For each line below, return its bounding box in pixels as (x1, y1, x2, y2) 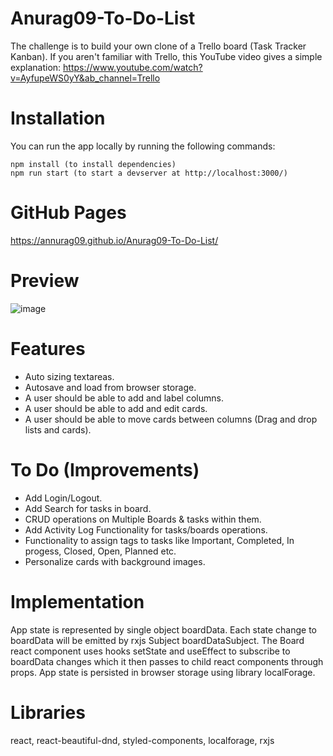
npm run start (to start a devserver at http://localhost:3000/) (10, 168, 288, 178)
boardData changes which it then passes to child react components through (10, 655, 324, 667)
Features (10, 337, 86, 360)
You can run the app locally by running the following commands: (10, 140, 276, 152)
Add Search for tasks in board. (24, 502, 152, 514)
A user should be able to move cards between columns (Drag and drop (24, 413, 318, 425)
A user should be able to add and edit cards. (24, 402, 208, 414)
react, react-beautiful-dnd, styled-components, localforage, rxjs (10, 734, 275, 746)
